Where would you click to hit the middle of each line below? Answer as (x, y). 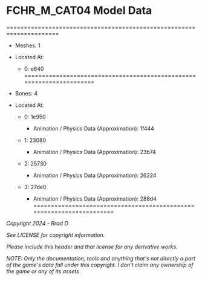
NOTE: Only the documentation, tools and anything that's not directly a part (101, 258)
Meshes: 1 (28, 45)
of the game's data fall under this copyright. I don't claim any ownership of (100, 265)
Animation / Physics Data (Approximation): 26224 (95, 175)
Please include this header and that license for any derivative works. (92, 247)
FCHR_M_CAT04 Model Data (79, 11)
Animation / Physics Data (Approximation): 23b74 (94, 152)
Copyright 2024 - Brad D (37, 223)
